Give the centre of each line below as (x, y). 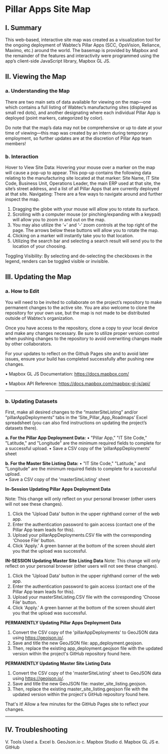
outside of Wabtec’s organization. (39, 318)
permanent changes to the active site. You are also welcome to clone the (80, 307)
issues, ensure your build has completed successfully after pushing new (79, 358)
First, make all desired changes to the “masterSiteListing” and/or (72, 412)
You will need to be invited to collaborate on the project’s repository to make (83, 302)
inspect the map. (22, 199)
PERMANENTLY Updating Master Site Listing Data (58, 663)
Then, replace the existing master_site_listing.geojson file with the (80, 689)
